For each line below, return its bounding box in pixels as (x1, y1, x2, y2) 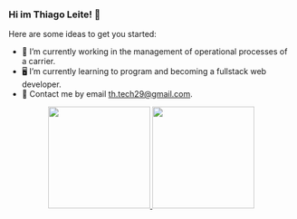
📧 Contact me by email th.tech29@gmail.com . (21, 89, 194, 100)
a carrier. (21, 56, 56, 67)
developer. (21, 79, 62, 90)
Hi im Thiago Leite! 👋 (8, 8, 101, 21)
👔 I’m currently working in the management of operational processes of (21, 46, 288, 57)
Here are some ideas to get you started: (8, 29, 158, 40)
